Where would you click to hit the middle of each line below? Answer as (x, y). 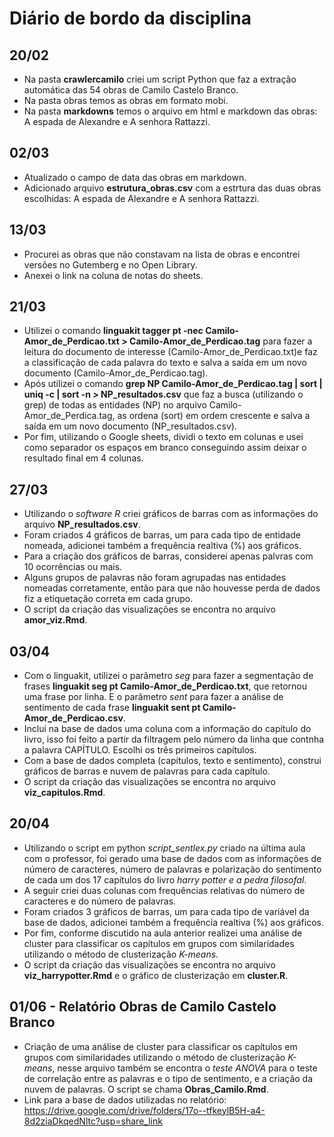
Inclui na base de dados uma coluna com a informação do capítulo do (167, 729)
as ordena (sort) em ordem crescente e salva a (214, 416)
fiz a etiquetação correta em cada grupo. (108, 599)
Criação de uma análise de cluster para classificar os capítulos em (160, 1046)
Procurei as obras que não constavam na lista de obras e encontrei (162, 254)
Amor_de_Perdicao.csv (73, 718)
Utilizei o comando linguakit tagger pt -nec (113, 331)
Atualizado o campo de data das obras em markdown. (135, 177)
